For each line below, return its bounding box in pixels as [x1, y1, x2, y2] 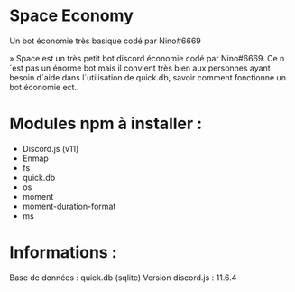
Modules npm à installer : [9, 114, 203, 134]
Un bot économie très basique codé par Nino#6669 [9, 35, 201, 46]
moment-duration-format [22, 201, 116, 212]
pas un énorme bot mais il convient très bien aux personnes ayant [25, 62, 271, 73]
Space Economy [9, 5, 134, 26]
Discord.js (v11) [22, 143, 79, 154]
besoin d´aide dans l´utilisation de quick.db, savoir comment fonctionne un [9, 71, 287, 82]
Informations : [9, 242, 117, 263]
